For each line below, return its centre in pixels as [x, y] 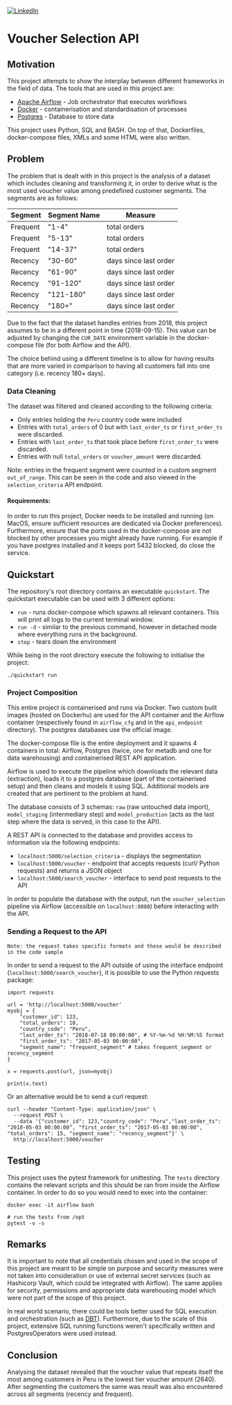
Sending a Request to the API [57, 932]
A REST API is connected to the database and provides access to [100, 835]
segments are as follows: [43, 198]
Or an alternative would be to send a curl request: [78, 1096]
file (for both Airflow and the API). [83, 345]
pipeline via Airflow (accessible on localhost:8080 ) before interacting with [113, 906]
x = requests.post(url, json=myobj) [60, 1071]
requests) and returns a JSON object [70, 871]
